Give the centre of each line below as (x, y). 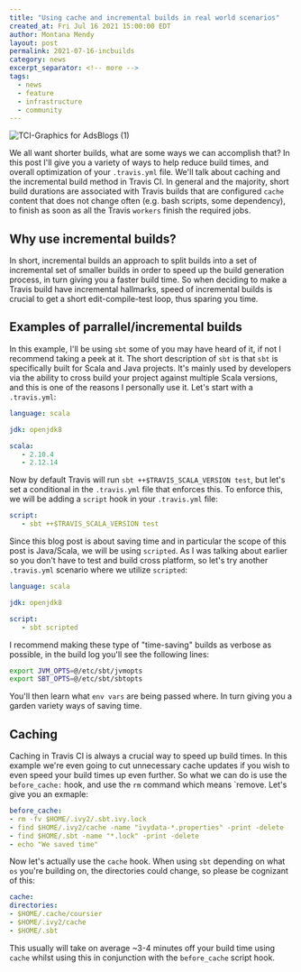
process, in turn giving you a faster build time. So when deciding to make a (148, 280)
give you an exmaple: (49, 794)
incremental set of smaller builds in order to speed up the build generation (147, 271)
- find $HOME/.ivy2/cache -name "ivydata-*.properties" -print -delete (146, 827)
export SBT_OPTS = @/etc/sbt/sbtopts (76, 679)
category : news (38, 60)
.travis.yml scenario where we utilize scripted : (98, 570)
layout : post (34, 43)
